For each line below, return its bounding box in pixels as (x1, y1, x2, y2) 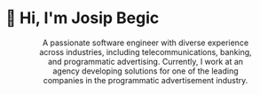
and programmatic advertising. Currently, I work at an (48, 56, 243, 67)
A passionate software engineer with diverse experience (42, 37, 249, 48)
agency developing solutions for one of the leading (52, 66, 239, 76)
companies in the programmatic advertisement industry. (43, 74, 248, 85)
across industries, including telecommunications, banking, (39, 46, 252, 57)
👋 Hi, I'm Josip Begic (5, 8, 160, 28)
